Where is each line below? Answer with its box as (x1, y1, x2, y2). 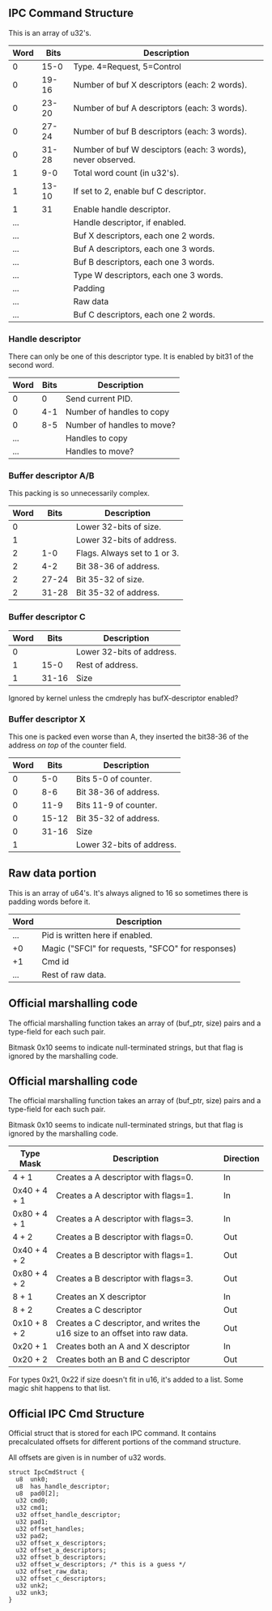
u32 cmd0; (15, 1497, 49, 1505)
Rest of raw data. (41, 969, 107, 980)
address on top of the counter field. (8, 740, 127, 750)
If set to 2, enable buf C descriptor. (73, 185, 206, 197)
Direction (223, 1153, 260, 1165)
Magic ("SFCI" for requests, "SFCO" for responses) (41, 943, 237, 954)
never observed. (73, 154, 136, 165)
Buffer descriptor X (8, 713, 87, 724)
